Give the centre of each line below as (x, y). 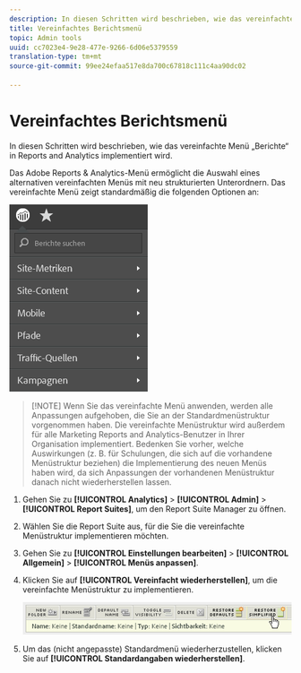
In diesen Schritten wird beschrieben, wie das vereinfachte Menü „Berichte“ (149, 146)
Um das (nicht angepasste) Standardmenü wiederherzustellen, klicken (152, 649)
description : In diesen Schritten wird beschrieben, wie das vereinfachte (152, 19)
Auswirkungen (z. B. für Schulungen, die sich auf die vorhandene (152, 453)
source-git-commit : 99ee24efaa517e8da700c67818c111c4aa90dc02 (128, 66)
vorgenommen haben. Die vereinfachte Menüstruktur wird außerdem (158, 425)
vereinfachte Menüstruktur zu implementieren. (108, 589)
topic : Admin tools (46, 38)
